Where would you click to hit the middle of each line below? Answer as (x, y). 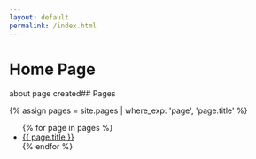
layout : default (39, 17)
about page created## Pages (62, 94)
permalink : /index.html (53, 26)
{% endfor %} (47, 147)
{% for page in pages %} (67, 128)
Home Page (52, 69)
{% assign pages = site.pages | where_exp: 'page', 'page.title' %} (128, 110)
